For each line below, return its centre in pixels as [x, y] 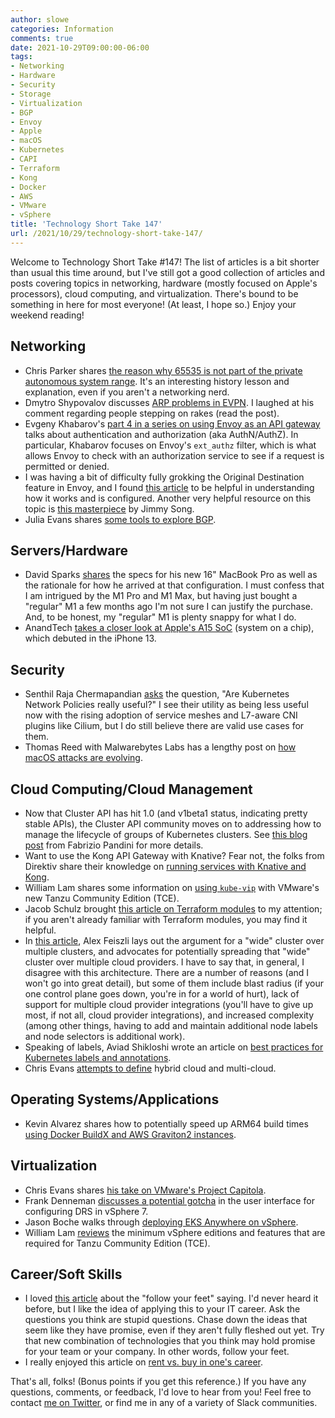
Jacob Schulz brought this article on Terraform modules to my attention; [173, 909]
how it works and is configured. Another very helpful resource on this [168, 498]
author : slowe [40, 19]
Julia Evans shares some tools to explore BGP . [120, 519]
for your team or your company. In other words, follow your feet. [157, 1352]
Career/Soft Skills [66, 1274]
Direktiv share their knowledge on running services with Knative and [165, 866]
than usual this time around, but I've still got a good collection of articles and [167, 272]
